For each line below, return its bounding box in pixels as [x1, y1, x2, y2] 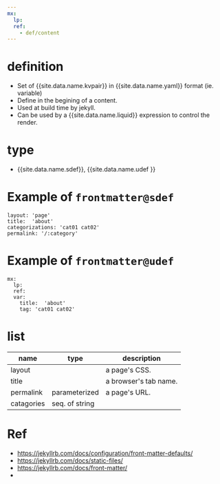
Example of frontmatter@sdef [7, 189, 174, 205]
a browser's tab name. [105, 376, 178, 386]
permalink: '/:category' [7, 230, 78, 238]
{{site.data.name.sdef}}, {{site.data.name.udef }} [16, 165, 156, 173]
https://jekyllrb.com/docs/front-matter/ [16, 463, 128, 472]
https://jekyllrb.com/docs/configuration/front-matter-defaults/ [16, 449, 193, 457]
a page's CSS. [105, 365, 151, 375]
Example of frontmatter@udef [7, 253, 174, 269]
